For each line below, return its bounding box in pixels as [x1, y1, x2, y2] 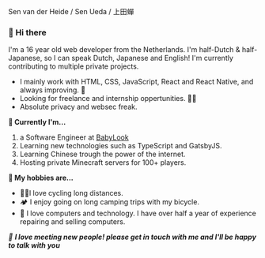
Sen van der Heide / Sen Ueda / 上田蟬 [8, 7, 134, 16]
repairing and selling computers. [19, 217, 126, 226]
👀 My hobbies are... [8, 173, 74, 183]
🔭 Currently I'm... [8, 118, 66, 127]
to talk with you [8, 241, 61, 250]
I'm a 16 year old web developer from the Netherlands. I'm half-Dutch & [8, 45, 240, 54]
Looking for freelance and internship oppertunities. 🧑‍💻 [19, 94, 197, 103]
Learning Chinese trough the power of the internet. [19, 149, 186, 159]
